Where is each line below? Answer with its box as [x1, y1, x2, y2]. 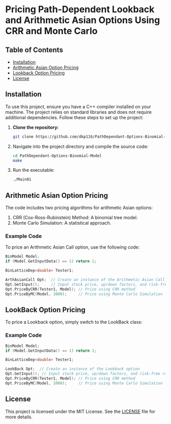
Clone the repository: [12, 124, 59, 130]
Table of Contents [5, 45, 64, 54]
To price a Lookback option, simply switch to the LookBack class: [5, 319, 142, 325]
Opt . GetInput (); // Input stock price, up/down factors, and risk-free [5, 371, 160, 377]
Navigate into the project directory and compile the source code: [12, 143, 149, 149]
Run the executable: [12, 167, 55, 173]
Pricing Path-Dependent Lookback [5, 4, 155, 15]
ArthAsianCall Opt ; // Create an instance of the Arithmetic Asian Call [5, 277, 165, 282]
